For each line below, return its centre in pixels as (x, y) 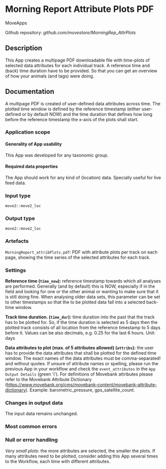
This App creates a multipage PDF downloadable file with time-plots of (78, 60)
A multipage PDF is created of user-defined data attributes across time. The (83, 103)
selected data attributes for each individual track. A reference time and (78, 65)
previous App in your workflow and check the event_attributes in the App (80, 369)
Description (24, 48)
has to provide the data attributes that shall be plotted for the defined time (81, 353)
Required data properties (32, 166)
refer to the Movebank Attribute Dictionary (48, 380)
